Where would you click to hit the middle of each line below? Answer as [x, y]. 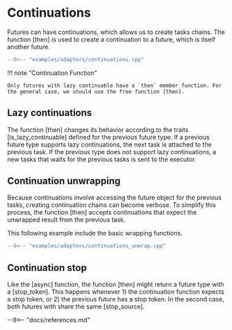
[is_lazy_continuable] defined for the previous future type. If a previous [108, 137]
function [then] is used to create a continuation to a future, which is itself [111, 39]
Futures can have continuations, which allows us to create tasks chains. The [116, 32]
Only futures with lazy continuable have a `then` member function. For [115, 85]
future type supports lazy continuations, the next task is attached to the [109, 145]
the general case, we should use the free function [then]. [96, 92]
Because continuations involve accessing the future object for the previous [115, 198]
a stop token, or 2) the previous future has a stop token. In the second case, [116, 299]
